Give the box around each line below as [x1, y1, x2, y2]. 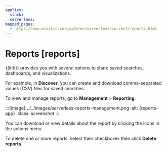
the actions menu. [5, 126, 43, 132]
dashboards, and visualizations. [5, 70, 71, 77]
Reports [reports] [5, 48, 80, 60]
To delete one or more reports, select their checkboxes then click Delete [5, 135, 157, 142]
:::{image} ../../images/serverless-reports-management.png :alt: [5, 105, 138, 111]
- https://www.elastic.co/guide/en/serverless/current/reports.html [10, 26, 157, 31]
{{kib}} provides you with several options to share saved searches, [5, 65, 144, 71]
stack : [10, 12, 24, 17]
